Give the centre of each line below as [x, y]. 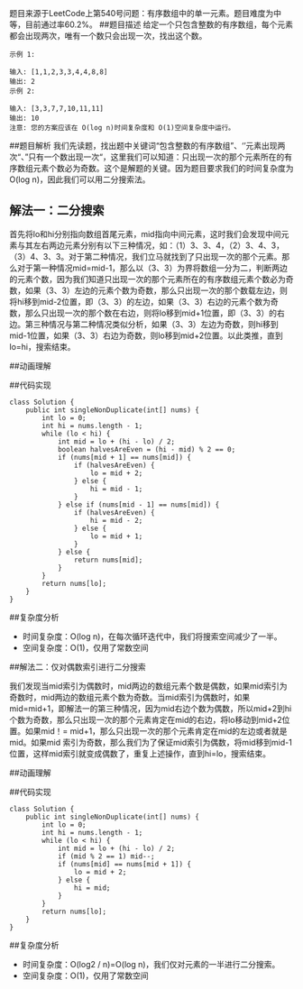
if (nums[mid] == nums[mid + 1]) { [124, 864]
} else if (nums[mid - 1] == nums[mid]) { [138, 504]
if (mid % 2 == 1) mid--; [106, 856]
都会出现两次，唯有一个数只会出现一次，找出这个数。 [108, 36]
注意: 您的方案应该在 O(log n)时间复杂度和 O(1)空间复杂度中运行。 [122, 128]
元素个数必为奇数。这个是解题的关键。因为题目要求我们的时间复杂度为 [163, 168]
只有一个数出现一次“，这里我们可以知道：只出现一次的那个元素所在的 [156, 157]
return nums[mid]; [108, 560]
